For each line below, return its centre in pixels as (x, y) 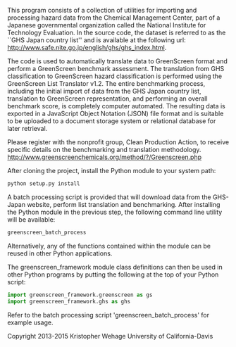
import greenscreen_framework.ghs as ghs (69, 301)
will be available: (31, 219)
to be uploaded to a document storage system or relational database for (112, 121)
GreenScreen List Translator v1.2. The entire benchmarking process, (106, 83)
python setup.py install (44, 184)
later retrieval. (27, 128)
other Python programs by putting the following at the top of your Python (113, 275)
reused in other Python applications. (60, 253)
